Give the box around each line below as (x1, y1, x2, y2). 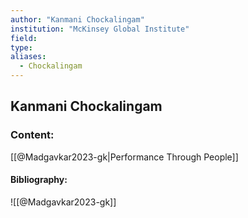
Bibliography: (10, 174, 68, 186)
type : (10, 42, 33, 53)
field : (10, 33, 38, 43)
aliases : (10, 52, 47, 62)
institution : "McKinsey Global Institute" (10, 24, 190, 34)
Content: (10, 128, 55, 142)
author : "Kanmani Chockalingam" (10, 14, 145, 25)
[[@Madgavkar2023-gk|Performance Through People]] (10, 151, 239, 163)
